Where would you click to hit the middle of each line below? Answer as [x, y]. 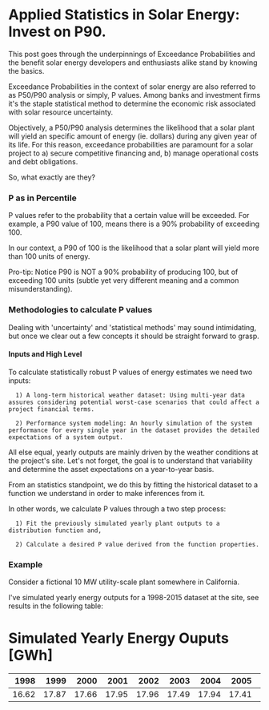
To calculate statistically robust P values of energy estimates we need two [130, 372]
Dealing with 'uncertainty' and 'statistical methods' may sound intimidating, [132, 327]
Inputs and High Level [45, 354]
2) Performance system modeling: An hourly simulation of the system [134, 423]
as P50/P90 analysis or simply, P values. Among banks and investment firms [134, 95]
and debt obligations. [43, 161]
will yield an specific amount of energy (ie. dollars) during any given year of [133, 136]
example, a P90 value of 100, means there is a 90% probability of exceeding [134, 224]
